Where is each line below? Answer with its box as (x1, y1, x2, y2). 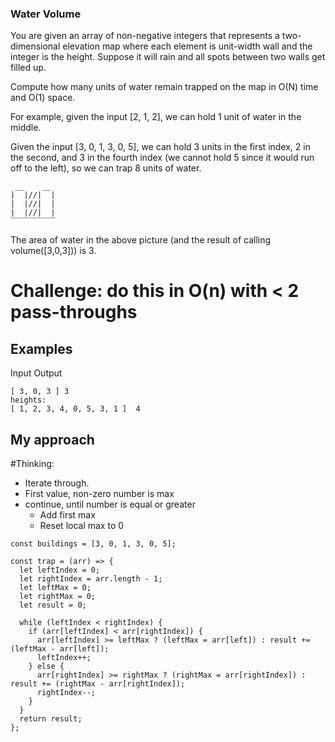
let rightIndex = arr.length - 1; (19, 574, 163, 584)
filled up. (10, 62, 47, 74)
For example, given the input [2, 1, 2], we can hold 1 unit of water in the (10, 111, 302, 123)
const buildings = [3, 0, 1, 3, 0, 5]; (10, 539, 177, 549)
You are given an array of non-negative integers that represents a (10, 30, 280, 42)
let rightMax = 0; (19, 592, 97, 602)
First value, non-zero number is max (24, 488, 175, 500)
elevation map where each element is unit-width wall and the (62, 40, 313, 52)
